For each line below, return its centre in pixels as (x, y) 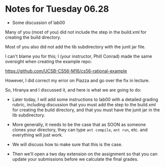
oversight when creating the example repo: (49, 61)
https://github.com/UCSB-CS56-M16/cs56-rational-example (66, 71)
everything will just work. (37, 135)
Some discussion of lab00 (39, 23)
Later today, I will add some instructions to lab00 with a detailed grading (85, 99)
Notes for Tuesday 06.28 (57, 9)
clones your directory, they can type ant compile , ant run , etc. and (80, 130)
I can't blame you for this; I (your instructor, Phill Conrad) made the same (79, 56)
